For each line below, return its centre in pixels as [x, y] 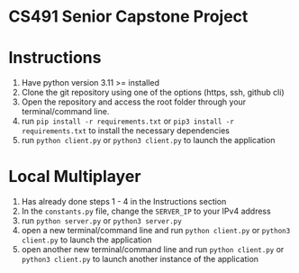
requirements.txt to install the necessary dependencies [126, 131]
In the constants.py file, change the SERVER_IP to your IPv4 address [146, 211]
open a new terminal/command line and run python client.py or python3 [156, 231]
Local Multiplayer [75, 177]
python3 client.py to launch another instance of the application [140, 259]
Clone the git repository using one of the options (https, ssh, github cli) [153, 93]
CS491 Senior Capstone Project [128, 17]
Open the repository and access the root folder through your [134, 102]
